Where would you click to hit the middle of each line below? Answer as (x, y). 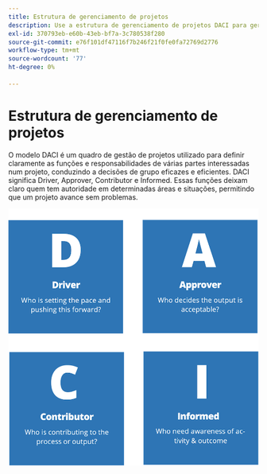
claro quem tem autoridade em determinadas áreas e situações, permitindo (132, 188)
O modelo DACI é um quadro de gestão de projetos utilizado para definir (126, 154)
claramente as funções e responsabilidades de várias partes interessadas (129, 163)
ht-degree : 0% (32, 68)
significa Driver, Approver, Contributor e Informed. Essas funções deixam (128, 180)
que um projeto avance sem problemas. (73, 197)
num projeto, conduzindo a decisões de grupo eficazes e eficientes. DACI (129, 172)
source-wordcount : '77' (48, 59)
